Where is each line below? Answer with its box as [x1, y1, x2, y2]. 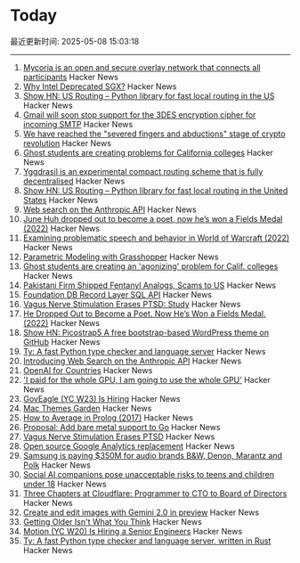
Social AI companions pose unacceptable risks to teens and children [22, 469, 275, 479]
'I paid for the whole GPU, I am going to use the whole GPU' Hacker [22, 374, 271, 385]
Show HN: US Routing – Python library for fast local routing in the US [22, 90, 275, 101]
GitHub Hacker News [22, 336, 101, 347]
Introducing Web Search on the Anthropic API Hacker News [22, 355, 242, 366]
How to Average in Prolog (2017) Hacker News [22, 412, 194, 423]
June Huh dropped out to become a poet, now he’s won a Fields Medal [22, 213, 283, 224]
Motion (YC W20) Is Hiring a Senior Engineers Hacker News [22, 526, 243, 536]
